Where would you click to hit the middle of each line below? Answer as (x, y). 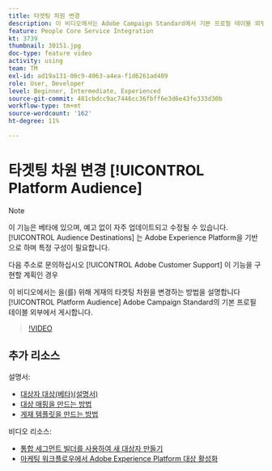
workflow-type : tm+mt (45, 106)
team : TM (23, 69)
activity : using (36, 61)
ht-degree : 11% (34, 121)
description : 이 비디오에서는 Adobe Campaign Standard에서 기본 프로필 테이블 (130, 23)
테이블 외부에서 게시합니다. (51, 312)
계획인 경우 (41, 275)
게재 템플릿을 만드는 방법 (59, 414)
